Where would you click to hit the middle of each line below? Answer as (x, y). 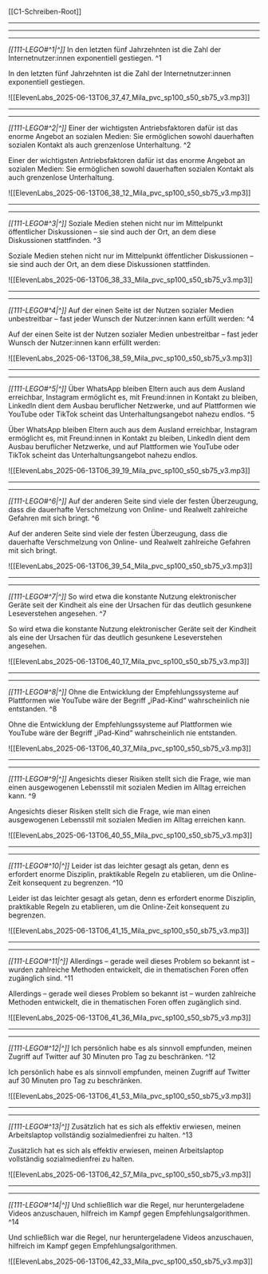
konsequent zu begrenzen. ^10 (73, 883)
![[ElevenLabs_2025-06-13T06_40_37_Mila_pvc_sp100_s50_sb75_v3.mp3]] (130, 748)
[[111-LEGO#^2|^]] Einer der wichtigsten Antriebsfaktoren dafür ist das (123, 128)
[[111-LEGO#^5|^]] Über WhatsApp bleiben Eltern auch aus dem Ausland (127, 388)
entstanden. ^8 (33, 709)
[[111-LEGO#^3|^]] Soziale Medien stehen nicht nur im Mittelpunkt (116, 223)
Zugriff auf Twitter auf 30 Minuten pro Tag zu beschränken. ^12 (112, 1057)
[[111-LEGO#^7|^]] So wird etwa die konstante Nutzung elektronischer (122, 596)
